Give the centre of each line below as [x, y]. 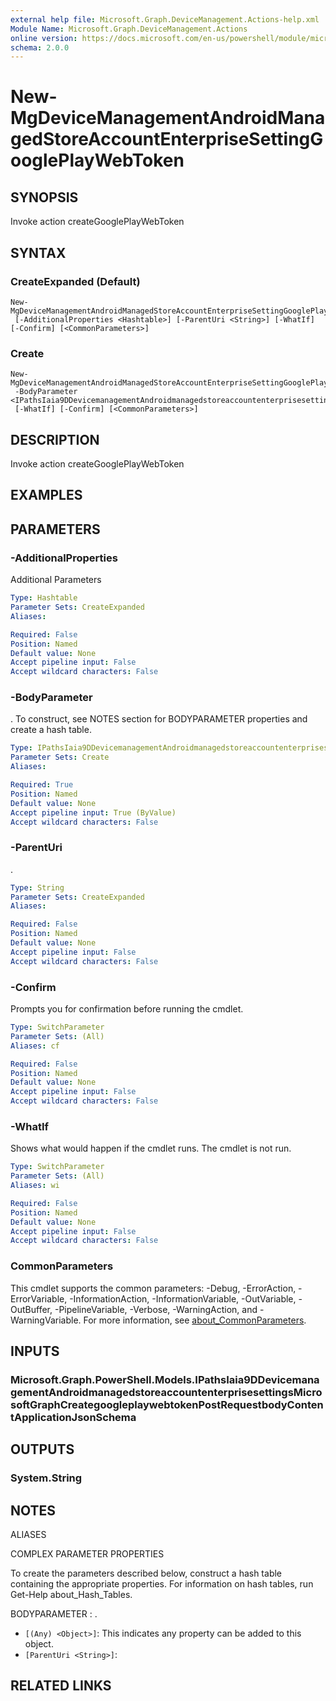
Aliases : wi [35, 1186]
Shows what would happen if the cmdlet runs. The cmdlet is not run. [151, 1148]
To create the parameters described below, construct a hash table [146, 1573]
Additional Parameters [56, 580]
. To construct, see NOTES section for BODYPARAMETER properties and [159, 719]
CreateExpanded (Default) [75, 281]
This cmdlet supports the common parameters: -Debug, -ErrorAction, [153, 1288]
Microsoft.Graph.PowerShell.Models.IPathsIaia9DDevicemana [165, 1379]
